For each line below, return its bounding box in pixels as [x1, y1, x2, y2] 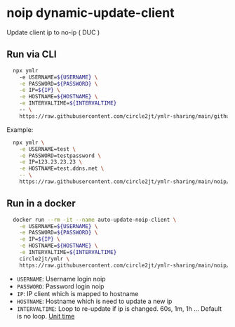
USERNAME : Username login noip [16, 274, 106, 283]
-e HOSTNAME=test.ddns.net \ [19, 165, 105, 173]
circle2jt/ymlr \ [19, 255, 70, 262]
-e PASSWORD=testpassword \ [19, 152, 101, 159]
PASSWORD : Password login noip [16, 282, 105, 291]
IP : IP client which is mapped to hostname [16, 289, 139, 298]
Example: [6, 125, 34, 134]
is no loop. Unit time [16, 312, 75, 320]
